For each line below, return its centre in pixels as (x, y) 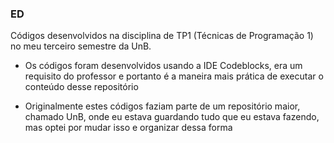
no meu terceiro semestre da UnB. (81, 46)
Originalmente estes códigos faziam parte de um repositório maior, (162, 106)
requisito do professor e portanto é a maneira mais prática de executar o (174, 76)
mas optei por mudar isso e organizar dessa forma (128, 128)
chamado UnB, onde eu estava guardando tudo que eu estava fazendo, (172, 117)
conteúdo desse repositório (81, 87)
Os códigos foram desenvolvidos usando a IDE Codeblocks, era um (163, 66)
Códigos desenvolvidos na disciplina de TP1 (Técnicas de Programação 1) (162, 36)
